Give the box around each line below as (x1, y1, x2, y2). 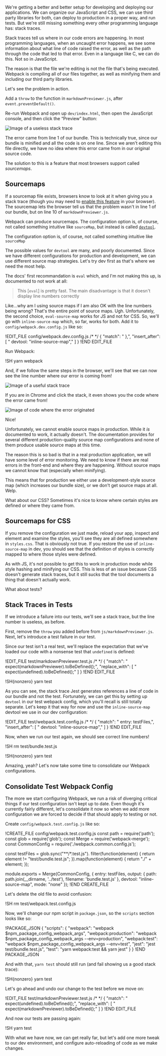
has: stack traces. (5, 25, 42, 31)
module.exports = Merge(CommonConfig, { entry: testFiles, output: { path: (5, 871, 157, 877)
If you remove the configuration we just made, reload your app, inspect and (5, 530, 159, 536)
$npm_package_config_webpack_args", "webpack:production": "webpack (5, 930, 157, 936)
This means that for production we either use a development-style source (5, 477, 156, 483)
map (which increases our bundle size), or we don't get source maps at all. (5, 482, 158, 488)
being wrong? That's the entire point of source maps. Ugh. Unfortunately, (5, 308, 155, 314)
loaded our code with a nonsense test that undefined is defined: (5, 649, 135, 655)
